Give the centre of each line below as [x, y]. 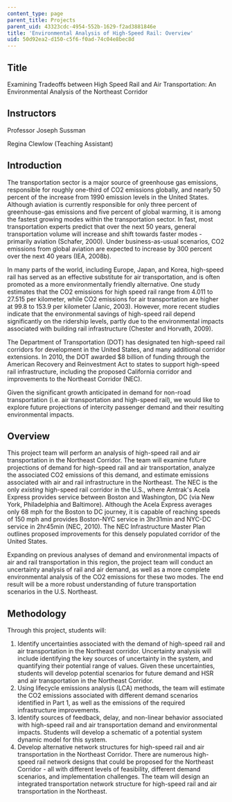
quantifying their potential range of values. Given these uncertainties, [116, 666]
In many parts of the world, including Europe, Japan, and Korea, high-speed [115, 269]
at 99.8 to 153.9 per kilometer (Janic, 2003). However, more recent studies [114, 306]
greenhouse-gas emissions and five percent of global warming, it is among [114, 212]
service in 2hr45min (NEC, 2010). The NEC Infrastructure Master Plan [106, 527]
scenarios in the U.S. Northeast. [53, 592]
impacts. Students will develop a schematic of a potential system [110, 733]
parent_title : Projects [42, 20]
